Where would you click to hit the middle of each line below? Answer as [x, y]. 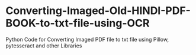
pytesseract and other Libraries [44, 46]
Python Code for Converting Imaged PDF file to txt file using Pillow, [87, 39]
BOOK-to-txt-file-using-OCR [78, 23]
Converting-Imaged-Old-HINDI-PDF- [98, 11]
